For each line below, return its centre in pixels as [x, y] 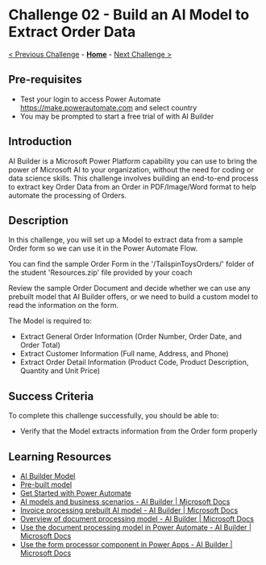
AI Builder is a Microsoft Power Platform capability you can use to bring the [133, 161]
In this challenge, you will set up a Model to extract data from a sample [126, 240]
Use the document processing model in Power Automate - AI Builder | [136, 527]
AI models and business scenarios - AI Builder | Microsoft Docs [125, 502]
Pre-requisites [45, 79]
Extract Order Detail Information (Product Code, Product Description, [134, 362]
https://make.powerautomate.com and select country [108, 107]
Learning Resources [60, 457]
